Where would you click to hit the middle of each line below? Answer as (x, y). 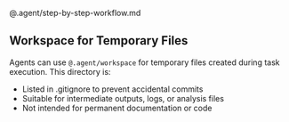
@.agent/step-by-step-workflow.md (75, 13)
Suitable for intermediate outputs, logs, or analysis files (123, 98)
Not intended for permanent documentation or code (117, 108)
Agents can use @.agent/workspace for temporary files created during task (144, 62)
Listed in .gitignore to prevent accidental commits (112, 89)
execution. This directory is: (60, 71)
